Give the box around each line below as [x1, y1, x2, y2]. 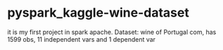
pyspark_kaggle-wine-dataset [7, 5, 190, 21]
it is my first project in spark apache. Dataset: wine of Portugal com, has [7, 28, 217, 36]
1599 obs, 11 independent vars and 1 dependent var [7, 35, 156, 43]
